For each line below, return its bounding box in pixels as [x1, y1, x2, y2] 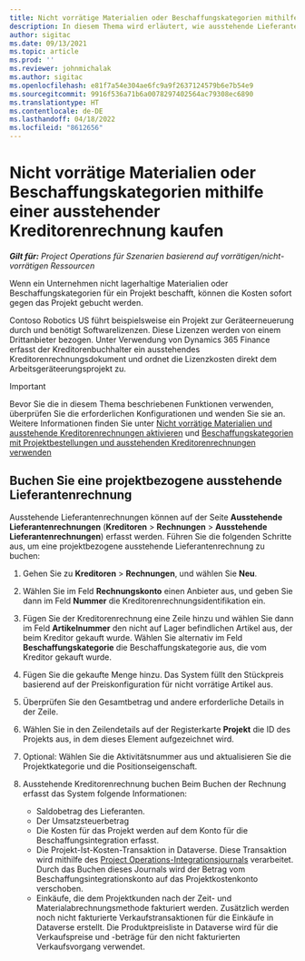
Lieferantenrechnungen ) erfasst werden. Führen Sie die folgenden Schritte [9, 531, 292, 541]
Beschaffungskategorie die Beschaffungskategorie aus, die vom [22, 642, 267, 652]
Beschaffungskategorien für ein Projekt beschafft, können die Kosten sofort [9, 288, 292, 298]
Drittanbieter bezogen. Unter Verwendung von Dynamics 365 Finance [9, 334, 271, 345]
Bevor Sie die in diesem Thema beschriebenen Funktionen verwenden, [9, 398, 274, 410]
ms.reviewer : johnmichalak [9, 65, 112, 74]
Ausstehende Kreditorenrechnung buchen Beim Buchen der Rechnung [22, 778, 287, 789]
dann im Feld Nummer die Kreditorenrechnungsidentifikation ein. [22, 595, 266, 606]
